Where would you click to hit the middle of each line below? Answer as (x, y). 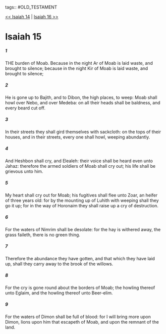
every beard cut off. (25, 108)
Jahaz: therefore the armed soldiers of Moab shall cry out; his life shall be (81, 166)
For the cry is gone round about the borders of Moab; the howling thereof (80, 287)
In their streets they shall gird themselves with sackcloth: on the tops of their (83, 132)
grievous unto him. (24, 171)
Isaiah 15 (24, 37)
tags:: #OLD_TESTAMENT (31, 7)
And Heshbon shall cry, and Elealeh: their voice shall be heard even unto (79, 161)
